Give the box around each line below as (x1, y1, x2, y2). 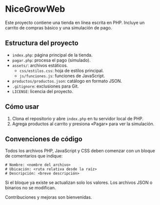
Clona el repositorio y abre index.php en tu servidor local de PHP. (12, 115, 144, 121)
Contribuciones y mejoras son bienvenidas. (5, 194, 92, 200)
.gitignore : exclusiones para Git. (12, 83, 79, 89)
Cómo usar (5, 103, 40, 111)
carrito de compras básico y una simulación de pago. (5, 24, 112, 30)
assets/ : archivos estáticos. (12, 62, 68, 68)
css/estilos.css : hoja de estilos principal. (19, 68, 104, 73)
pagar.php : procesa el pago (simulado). (12, 57, 91, 63)
